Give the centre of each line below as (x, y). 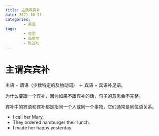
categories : (18, 19)
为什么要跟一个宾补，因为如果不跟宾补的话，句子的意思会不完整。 (74, 96)
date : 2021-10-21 (24, 15)
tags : (11, 29)
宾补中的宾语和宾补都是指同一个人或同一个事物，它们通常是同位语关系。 (81, 106)
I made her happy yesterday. (42, 127)
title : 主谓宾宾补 (23, 10)
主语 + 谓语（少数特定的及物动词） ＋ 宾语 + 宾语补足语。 (66, 85)
